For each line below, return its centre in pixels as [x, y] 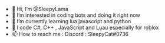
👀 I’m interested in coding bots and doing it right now [76, 15]
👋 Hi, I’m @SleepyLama [40, 9]
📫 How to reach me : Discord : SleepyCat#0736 [70, 34]
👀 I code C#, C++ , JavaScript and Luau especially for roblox [85, 27]
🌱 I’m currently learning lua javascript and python [71, 21]
